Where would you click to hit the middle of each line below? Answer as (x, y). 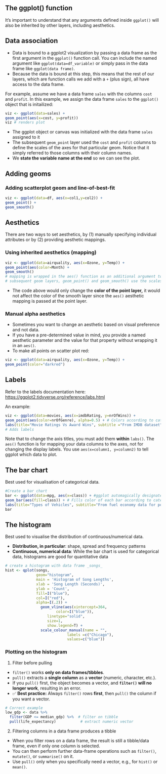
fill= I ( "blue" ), (53, 593)
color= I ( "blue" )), (75, 612)
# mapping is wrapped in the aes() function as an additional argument (80, 277)
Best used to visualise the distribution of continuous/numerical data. (75, 537)
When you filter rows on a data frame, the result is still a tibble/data (81, 741)
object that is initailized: (29, 104)
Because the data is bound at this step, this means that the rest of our (83, 74)
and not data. (26, 330)
